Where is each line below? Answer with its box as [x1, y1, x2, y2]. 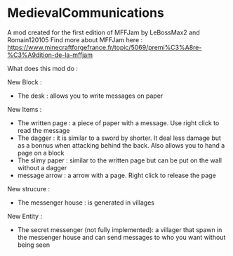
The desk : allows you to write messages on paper [17, 91, 164, 100]
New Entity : [7, 212, 43, 220]
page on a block [17, 148, 65, 157]
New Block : [7, 77, 42, 86]
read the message [17, 126, 70, 134]
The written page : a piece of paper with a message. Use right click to [17, 118, 220, 127]
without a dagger [17, 163, 67, 172]
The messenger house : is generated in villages [17, 198, 155, 207]
